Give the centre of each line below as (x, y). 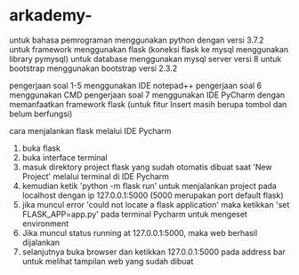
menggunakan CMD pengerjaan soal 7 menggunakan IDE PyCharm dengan (147, 95)
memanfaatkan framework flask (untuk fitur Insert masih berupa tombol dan (148, 104)
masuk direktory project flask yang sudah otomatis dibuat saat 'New (147, 167)
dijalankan (41, 242)
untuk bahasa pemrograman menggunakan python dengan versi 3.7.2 (137, 40)
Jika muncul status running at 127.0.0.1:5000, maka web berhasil (140, 232)
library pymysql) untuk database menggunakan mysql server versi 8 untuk (145, 59)
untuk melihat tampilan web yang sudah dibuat (108, 261)
